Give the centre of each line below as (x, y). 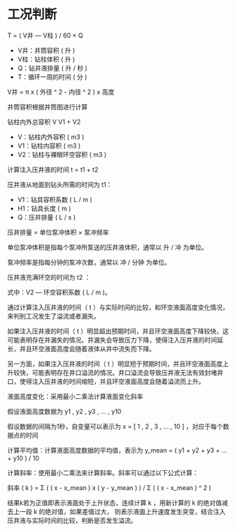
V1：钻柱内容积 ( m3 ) (49, 145)
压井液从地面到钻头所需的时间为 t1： (60, 184)
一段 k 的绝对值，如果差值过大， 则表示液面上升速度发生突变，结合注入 (123, 511)
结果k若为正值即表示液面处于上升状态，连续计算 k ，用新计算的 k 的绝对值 (114, 503)
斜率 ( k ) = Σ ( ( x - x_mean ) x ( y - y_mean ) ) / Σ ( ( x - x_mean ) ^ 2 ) (109, 487)
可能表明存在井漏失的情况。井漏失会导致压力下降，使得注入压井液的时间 (112, 340)
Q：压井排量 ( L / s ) (46, 217)
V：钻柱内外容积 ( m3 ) (51, 137)
